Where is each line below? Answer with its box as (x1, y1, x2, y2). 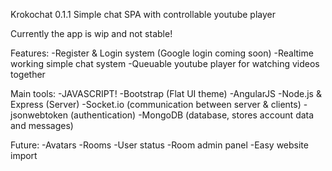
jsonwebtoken (10, 109, 69, 121)
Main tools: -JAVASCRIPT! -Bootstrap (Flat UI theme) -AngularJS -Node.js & (10, 88, 322, 99)
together (10, 69, 46, 80)
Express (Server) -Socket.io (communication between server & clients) (10, 99, 302, 110)
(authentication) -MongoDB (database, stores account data (69, 109, 315, 121)
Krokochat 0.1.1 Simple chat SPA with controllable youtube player (10, 9, 277, 20)
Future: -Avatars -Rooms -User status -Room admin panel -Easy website (10, 139, 309, 151)
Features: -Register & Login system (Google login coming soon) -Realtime (10, 47, 314, 59)
